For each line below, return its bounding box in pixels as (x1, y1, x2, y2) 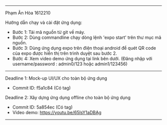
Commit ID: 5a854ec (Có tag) (12, 104, 73, 110)
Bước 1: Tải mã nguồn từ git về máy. (12, 29, 85, 35)
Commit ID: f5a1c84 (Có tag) (12, 85, 71, 91)
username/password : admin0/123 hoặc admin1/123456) (12, 61, 128, 67)
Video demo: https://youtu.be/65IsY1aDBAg (12, 110, 102, 115)
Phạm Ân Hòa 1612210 (5, 10, 51, 15)
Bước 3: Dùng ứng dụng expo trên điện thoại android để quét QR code (12, 45, 157, 51)
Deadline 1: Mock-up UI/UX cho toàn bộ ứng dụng (5, 75, 107, 81)
